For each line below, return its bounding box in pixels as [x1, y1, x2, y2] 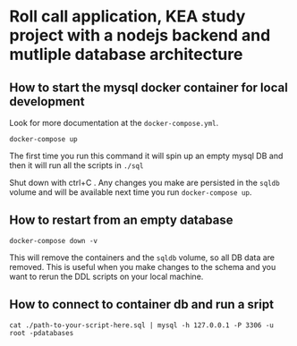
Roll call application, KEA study [9, 6, 246, 27]
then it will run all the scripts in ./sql [9, 160, 144, 171]
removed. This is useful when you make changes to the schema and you [9, 261, 276, 272]
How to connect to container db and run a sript [9, 297, 275, 312]
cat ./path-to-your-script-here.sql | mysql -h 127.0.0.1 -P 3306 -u [9, 320, 275, 330]
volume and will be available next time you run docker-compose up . [9, 187, 252, 198]
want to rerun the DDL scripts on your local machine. [9, 271, 204, 282]
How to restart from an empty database [9, 213, 234, 228]
